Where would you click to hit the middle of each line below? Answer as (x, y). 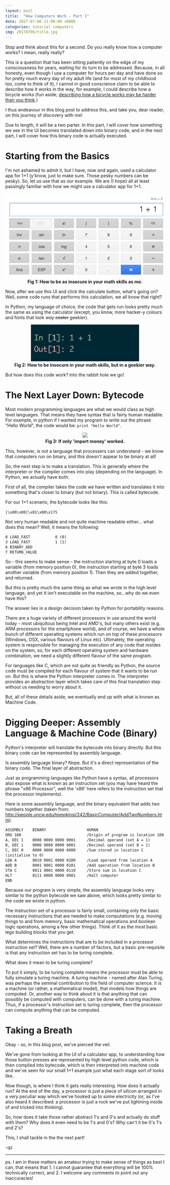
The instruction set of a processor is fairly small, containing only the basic (82, 910)
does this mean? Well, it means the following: (52, 527)
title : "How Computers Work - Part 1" (47, 16)
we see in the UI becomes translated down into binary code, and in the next (84, 130)
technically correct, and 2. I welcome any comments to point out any (77, 1172)
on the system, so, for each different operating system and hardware (77, 650)
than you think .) (22, 100)
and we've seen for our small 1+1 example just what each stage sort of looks (85, 1070)
